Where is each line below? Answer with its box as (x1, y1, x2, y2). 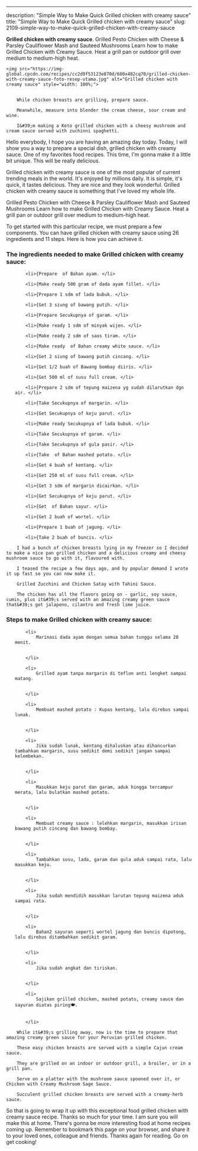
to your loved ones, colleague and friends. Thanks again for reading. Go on (6, 1132, 189, 1139)
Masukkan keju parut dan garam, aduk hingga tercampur (36, 784, 174, 790)
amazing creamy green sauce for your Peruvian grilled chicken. (6, 1035, 167, 1041)
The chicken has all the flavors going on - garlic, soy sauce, (16, 591, 178, 597)
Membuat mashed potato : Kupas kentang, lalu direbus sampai (36, 707, 190, 713)
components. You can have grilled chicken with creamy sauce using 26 (6, 229, 179, 236)
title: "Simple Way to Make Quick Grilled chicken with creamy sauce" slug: (6, 18, 186, 25)
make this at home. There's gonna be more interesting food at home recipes (6, 1119, 191, 1126)
